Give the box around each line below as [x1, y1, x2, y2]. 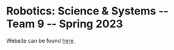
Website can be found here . [6, 37, 76, 44]
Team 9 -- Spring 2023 [6, 17, 123, 31]
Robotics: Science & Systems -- [6, 4, 169, 18]
